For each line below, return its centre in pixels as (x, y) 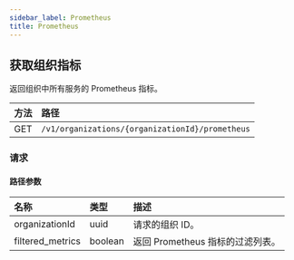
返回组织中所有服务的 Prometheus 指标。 (86, 89)
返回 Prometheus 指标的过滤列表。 (207, 242)
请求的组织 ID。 (166, 225)
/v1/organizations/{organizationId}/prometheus (146, 129)
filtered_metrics (48, 241)
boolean (107, 241)
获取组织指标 (45, 65)
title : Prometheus (44, 26)
